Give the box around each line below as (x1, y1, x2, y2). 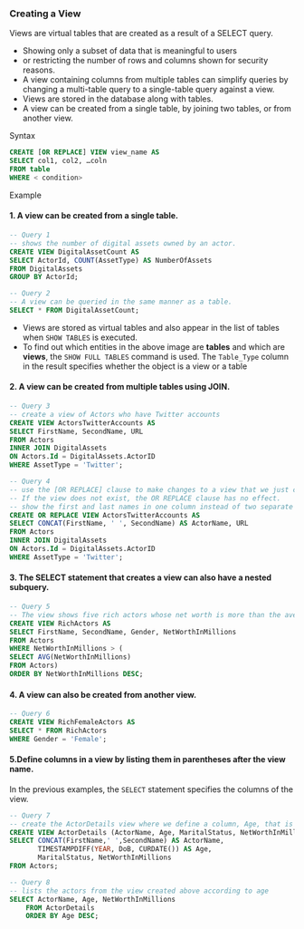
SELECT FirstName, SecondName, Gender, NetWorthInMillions (9, 627, 237, 636)
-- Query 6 (9, 710, 51, 719)
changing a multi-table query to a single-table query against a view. (22, 84, 275, 95)
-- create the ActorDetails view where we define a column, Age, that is (9, 819, 294, 828)
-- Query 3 (9, 402, 51, 411)
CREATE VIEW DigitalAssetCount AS (9, 247, 140, 256)
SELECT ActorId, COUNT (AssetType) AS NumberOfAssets (9, 256, 213, 265)
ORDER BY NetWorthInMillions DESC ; (9, 670, 144, 679)
